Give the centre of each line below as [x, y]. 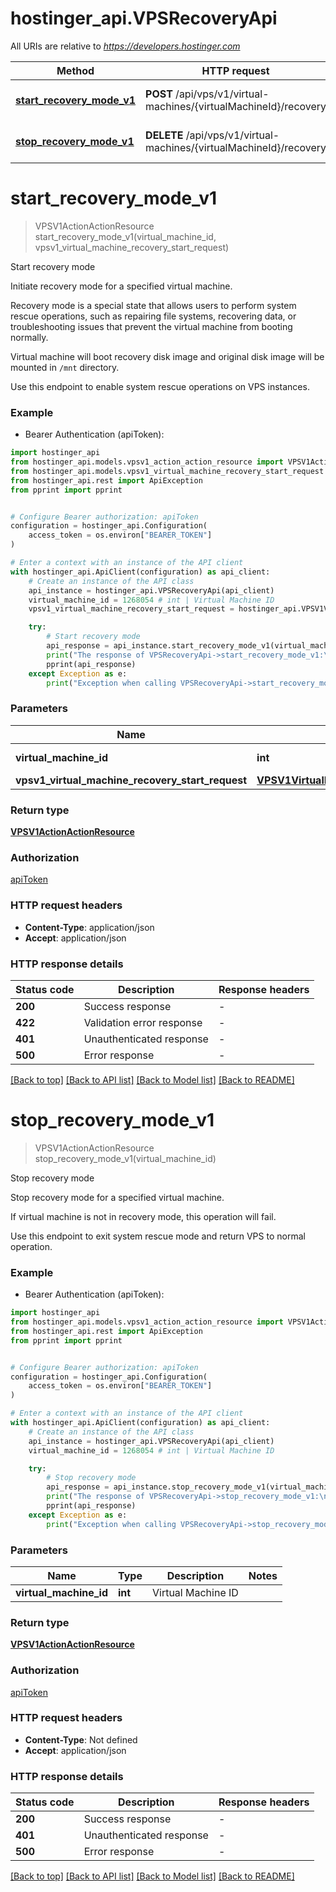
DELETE [164, 135]
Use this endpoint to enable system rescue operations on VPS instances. [160, 386]
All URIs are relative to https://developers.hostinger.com [125, 46]
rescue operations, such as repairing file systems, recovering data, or [153, 316]
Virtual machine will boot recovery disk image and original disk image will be [167, 356]
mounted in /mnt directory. [65, 367]
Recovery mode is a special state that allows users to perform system [153, 305]
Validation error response [143, 1022]
